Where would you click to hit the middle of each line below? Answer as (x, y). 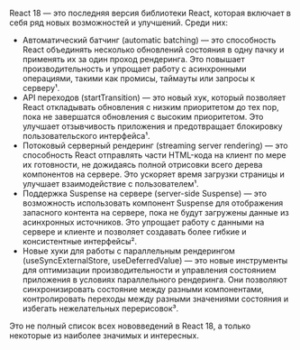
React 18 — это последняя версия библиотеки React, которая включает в (150, 13)
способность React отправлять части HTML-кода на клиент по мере (154, 155)
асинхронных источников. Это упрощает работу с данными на (143, 222)
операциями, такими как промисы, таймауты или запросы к (138, 78)
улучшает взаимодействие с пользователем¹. (111, 184)
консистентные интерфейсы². (80, 241)
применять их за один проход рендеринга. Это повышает (133, 59)
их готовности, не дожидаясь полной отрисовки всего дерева (142, 165)
